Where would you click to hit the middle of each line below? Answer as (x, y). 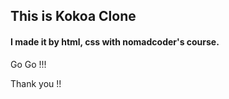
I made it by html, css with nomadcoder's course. (115, 41)
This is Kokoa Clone (73, 16)
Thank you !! (36, 83)
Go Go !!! (28, 64)
